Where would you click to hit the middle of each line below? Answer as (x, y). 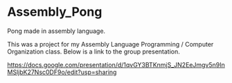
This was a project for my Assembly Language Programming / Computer (110, 44)
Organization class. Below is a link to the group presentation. (93, 51)
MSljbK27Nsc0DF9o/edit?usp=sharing (62, 72)
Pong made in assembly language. (56, 31)
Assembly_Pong (55, 12)
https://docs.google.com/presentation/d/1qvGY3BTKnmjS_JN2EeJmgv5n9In (116, 64)
